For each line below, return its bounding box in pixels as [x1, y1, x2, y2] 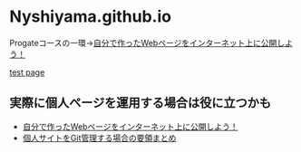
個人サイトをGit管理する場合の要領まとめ [22, 132, 177, 143]
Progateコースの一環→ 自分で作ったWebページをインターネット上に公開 [9, 37, 277, 48]
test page [9, 66, 45, 78]
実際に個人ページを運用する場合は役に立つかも [9, 95, 272, 110]
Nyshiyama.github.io [9, 6, 172, 27]
